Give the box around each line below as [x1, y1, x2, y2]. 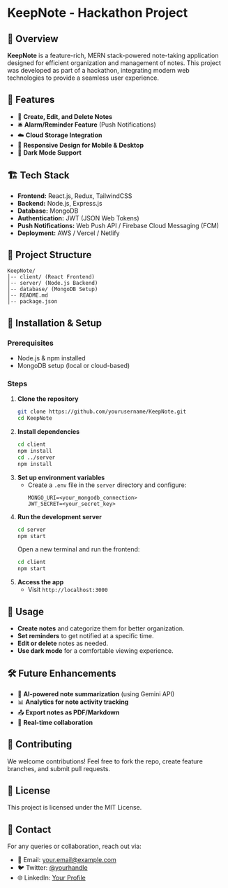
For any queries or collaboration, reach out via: [7, 842, 142, 851]
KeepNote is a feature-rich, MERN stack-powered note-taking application [7, 51, 219, 59]
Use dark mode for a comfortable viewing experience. [17, 646, 174, 655]
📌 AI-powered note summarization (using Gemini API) [17, 689, 175, 698]
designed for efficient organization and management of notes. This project [7, 59, 222, 67]
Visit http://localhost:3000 [27, 586, 108, 594]
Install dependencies [17, 428, 80, 436]
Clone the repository [17, 395, 79, 403]
